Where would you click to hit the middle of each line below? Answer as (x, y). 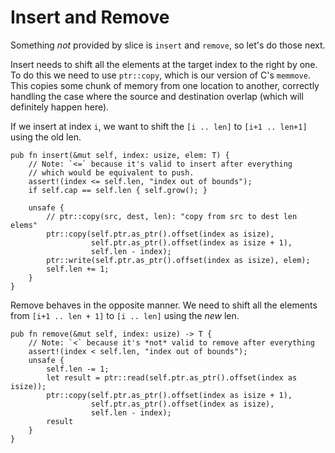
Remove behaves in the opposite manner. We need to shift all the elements (164, 305)
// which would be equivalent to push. (111, 172)
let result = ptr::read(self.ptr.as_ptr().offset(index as (172, 377)
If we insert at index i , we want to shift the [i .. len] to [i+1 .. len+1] (159, 126)
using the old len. (46, 137)
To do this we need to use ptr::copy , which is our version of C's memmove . (160, 75)
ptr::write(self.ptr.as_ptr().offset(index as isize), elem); (178, 260)
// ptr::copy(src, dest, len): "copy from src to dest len (172, 216)
